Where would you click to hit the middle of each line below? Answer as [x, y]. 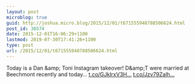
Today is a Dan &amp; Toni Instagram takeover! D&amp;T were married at [98, 68]
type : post [20, 46]
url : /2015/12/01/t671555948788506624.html [62, 51]
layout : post [23, 12]
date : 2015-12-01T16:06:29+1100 [47, 34]
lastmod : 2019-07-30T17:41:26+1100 [51, 40]
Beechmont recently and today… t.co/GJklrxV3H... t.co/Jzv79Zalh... [91, 74]
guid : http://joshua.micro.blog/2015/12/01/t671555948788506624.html [96, 23]
